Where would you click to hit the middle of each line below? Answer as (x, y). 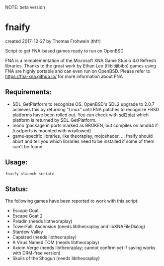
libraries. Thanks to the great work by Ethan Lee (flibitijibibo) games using (81, 66)
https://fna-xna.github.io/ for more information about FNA (64, 76)
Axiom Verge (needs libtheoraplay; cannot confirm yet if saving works (84, 248)
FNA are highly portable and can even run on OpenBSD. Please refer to (78, 71)
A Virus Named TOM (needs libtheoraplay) (56, 243)
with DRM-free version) (36, 253)
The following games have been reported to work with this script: (72, 201)
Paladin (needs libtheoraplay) (42, 221)
